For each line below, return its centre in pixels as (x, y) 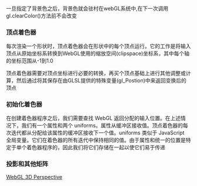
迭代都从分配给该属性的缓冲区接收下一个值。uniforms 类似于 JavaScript (98, 133)
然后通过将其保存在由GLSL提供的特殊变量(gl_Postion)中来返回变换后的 (101, 80)
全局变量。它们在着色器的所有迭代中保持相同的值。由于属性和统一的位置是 (96, 140)
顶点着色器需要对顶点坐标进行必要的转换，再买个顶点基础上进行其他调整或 (96, 73)
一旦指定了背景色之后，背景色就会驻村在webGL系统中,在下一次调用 (87, 8)
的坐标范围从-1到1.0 (30, 60)
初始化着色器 (24, 104)
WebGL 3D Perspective (34, 177)
